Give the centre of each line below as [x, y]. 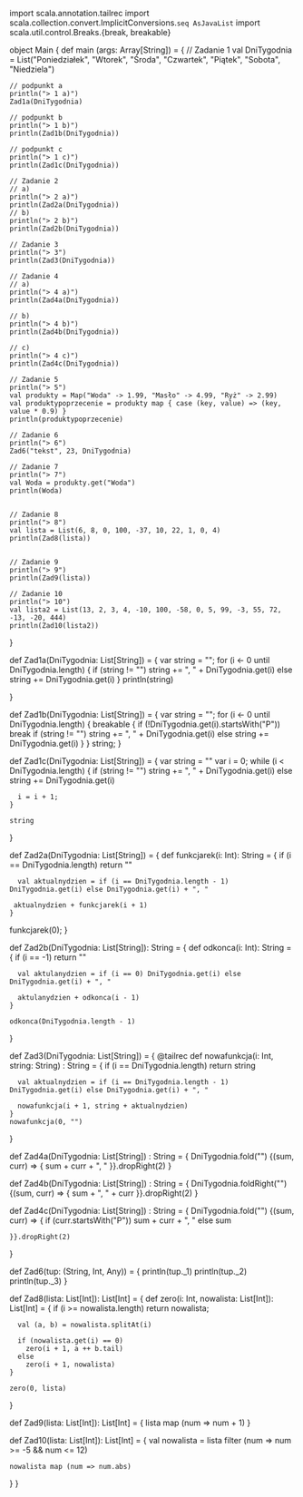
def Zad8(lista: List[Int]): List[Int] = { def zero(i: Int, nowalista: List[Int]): [142, 1298]
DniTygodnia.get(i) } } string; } [66, 744]
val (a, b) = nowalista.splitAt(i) [85, 1325]
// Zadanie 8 [34, 514]
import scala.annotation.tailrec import [79, 13]
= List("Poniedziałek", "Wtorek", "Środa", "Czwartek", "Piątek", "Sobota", [145, 59]
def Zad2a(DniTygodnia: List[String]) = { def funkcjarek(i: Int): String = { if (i [151, 855]
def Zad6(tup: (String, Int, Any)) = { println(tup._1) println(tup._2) [128, 1271]
